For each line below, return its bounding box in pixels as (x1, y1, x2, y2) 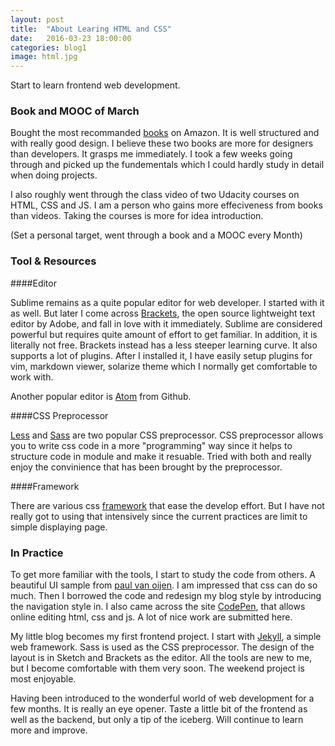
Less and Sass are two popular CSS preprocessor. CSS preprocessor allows (10, 429, 324, 441)
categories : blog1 (10, 42, 87, 53)
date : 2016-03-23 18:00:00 (10, 33, 132, 43)
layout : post (10, 14, 65, 25)
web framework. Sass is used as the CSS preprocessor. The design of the (10, 641, 315, 653)
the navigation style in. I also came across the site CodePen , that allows (10, 601, 306, 613)
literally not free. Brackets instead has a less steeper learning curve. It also (10, 339, 318, 351)
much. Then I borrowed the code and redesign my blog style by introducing (10, 590, 322, 602)
